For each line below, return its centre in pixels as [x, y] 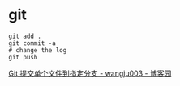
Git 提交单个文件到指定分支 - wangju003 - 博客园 [90, 73]
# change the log [38, 50]
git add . [25, 36]
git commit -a [32, 43]
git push [23, 57]
